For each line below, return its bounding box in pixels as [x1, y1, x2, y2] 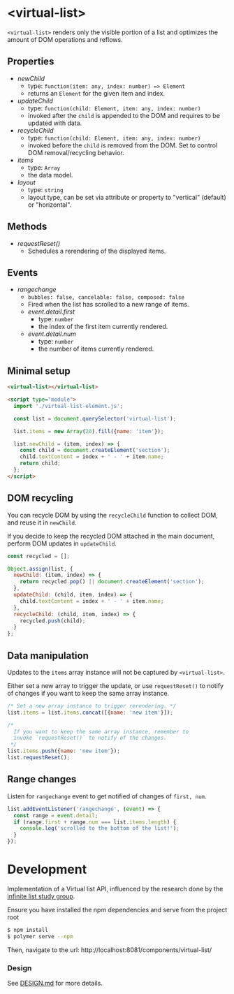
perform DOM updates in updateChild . [7, 539, 117, 548]
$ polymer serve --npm [7, 933, 73, 940]
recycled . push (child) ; [20, 617, 86, 624]
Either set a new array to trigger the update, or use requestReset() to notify [7, 681, 224, 689]
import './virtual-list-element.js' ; [13, 402, 124, 409]
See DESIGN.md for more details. [7, 979, 103, 987]
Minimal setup [7, 365, 71, 377]
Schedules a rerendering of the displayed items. [27, 247, 166, 255]
